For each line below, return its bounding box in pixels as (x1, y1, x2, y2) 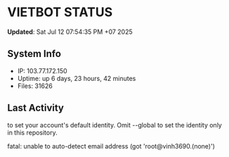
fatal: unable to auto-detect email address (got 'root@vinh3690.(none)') (7, 142, 216, 150)
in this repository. (7, 128, 58, 137)
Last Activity (7, 102, 65, 114)
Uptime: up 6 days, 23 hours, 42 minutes (17, 74, 136, 82)
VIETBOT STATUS (7, 4, 113, 20)
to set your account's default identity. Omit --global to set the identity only (7, 120, 223, 129)
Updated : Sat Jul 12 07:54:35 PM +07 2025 (7, 27, 133, 36)
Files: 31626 (17, 82, 53, 90)
